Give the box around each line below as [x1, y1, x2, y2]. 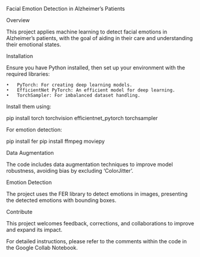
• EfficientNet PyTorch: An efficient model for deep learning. [6, 87, 175, 93]
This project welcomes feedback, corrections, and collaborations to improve [6, 220, 195, 227]
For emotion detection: [6, 126, 62, 133]
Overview [6, 17, 30, 23]
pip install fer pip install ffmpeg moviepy [6, 137, 105, 145]
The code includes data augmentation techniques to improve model [6, 161, 173, 168]
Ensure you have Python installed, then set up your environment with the [6, 64, 186, 71]
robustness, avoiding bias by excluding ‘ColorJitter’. [6, 167, 134, 174]
